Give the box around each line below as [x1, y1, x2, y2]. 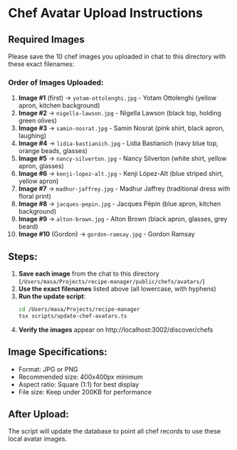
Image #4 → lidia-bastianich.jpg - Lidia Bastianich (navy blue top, [18, 139, 219, 147]
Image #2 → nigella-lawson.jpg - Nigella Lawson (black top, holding [18, 109, 221, 117]
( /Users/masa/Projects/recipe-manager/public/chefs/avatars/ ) [18, 277, 206, 286]
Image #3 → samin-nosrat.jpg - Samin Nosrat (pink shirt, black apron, [18, 124, 225, 132]
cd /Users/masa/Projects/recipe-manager [18, 306, 140, 313]
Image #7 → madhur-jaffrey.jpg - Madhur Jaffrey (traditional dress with [18, 184, 231, 193]
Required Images [8, 33, 85, 46]
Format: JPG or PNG [18, 365, 78, 373]
